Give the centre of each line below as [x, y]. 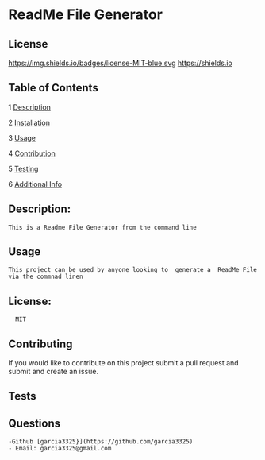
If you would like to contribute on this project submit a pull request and [124, 363]
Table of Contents [54, 88]
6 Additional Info [35, 184]
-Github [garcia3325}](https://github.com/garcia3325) [101, 442]
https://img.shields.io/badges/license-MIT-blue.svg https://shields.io [120, 63]
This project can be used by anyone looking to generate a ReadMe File [133, 270]
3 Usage [22, 137]
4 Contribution [32, 153]
